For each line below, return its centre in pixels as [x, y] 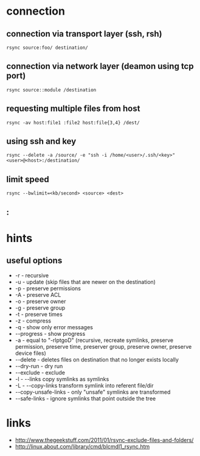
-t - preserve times [39, 314]
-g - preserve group [40, 308]
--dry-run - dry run [39, 366]
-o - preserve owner [40, 301]
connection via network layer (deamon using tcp [100, 66]
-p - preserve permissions [48, 288]
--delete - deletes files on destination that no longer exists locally [97, 359]
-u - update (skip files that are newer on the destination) [85, 282]
